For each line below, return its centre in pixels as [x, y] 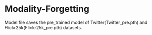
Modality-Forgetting [47, 9]
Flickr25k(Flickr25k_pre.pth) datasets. [43, 27]
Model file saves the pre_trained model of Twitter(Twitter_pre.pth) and [76, 22]
